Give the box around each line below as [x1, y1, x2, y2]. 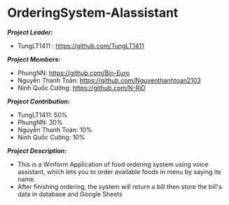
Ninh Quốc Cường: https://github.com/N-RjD [17, 83, 146, 92]
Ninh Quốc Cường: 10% [17, 133, 85, 141]
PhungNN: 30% [17, 118, 63, 127]
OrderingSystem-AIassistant [7, 5, 179, 21]
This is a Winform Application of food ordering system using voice [17, 160, 209, 169]
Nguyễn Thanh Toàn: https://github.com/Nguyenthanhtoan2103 [17, 76, 201, 85]
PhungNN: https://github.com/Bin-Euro [17, 69, 130, 77]
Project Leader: [7, 28, 54, 36]
